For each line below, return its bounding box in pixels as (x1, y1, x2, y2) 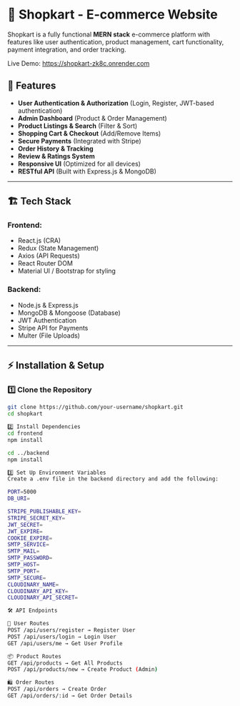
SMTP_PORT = (7, 568, 40, 575)
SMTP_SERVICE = (7, 541, 50, 548)
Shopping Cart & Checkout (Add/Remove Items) (17, 128, 161, 138)
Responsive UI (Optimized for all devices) (17, 159, 141, 168)
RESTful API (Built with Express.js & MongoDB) (17, 167, 157, 176)
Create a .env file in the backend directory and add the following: (7, 475, 219, 483)
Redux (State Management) (17, 244, 99, 253)
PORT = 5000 (7, 488, 37, 495)
